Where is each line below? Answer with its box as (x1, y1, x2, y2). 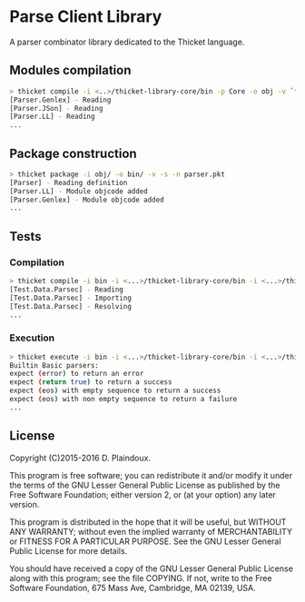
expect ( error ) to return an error (9, 370, 144, 379)
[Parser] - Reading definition (9, 178, 128, 187)
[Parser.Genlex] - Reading (9, 95, 112, 104)
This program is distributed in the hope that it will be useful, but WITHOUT (9, 516, 287, 528)
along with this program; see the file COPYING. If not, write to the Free (9, 572, 272, 583)
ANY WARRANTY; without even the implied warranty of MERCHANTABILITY (9, 526, 293, 537)
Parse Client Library (9, 6, 162, 27)
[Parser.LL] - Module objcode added (9, 186, 148, 196)
